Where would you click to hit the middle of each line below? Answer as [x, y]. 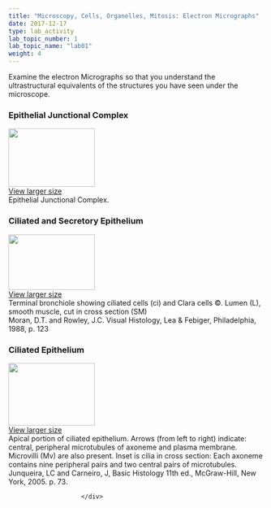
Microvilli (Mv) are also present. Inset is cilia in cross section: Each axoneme [136, 455]
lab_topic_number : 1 [43, 39]
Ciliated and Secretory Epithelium [76, 221]
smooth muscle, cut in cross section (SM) [78, 311]
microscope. [29, 94]
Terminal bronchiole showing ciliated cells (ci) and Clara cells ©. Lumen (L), [135, 302]
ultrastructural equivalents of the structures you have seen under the [123, 85]
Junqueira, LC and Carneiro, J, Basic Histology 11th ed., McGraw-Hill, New [133, 473]
